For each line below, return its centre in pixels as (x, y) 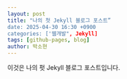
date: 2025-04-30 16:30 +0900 (52, 27)
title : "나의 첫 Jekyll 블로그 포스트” (59, 20)
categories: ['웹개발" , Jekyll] (53, 34)
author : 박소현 (28, 47)
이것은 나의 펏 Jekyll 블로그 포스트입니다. (64, 67)
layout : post (26, 14)
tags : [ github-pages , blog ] (49, 40)
